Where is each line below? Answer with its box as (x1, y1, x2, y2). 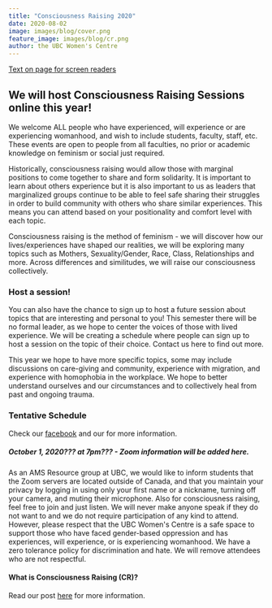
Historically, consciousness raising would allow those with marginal (8, 163, 234, 173)
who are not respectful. (8, 554, 87, 563)
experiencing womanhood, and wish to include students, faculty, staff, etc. (8, 131, 258, 141)
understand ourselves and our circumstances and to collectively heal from (8, 381, 257, 391)
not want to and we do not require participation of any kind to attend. (8, 510, 240, 520)
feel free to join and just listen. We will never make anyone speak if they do (8, 502, 258, 512)
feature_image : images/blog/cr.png (8, 34, 129, 43)
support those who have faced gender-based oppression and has (8, 528, 229, 537)
